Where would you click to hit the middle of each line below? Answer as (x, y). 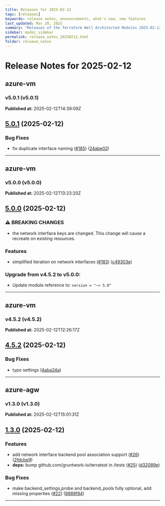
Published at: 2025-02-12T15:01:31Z (42, 414)
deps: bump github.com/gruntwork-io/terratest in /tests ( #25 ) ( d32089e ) (86, 465)
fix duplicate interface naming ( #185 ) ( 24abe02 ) (61, 149)
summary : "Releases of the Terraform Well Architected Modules (71, 28)
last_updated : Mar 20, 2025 (34, 23)
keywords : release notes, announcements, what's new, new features (76, 19)
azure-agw (22, 390)
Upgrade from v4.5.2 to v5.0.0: (43, 274)
